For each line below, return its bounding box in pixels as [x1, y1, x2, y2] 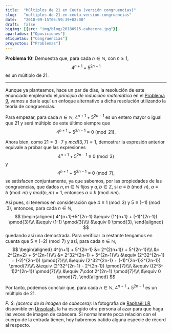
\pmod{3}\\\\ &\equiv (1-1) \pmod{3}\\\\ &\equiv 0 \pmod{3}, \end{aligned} [8, 219, 164, 225]
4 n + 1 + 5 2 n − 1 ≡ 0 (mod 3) [58, 152, 114, 159]
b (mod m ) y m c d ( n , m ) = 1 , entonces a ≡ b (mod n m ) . [5, 190, 120, 196]
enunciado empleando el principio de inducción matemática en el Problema [5, 93, 165, 99]
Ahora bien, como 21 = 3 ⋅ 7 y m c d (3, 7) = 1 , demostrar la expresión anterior [5, 139, 165, 145]
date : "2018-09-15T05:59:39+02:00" [5, 17, 86, 22]
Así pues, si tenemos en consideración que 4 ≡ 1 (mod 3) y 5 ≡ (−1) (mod [5, 199, 160, 205]
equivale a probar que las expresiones [5, 144, 86, 150]
